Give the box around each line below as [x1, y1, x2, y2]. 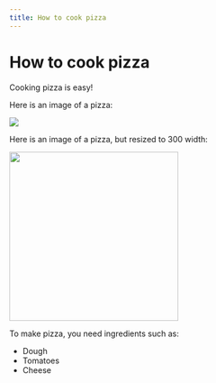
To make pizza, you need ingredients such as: [9, 328, 180, 339]
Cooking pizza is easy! [9, 82, 94, 93]
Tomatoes [22, 355, 60, 366]
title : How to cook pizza [9, 13, 106, 23]
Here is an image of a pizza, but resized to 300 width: [9, 133, 209, 144]
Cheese [22, 364, 52, 375]
